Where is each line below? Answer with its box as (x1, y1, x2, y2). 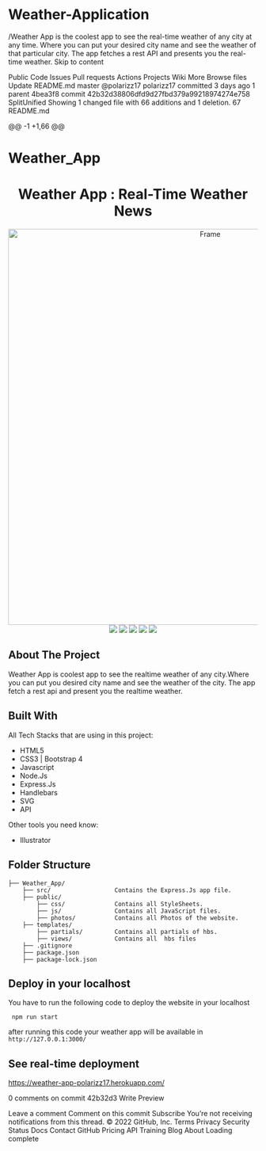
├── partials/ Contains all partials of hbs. (36, 928, 218, 936)
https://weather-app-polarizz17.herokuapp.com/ (8, 1078, 165, 1088)
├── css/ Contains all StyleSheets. (36, 900, 203, 908)
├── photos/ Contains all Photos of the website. (36, 913, 239, 922)
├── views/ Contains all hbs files (36, 935, 196, 943)
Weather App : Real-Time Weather (18, 185, 248, 204)
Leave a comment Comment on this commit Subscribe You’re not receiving (8, 1109, 253, 1119)
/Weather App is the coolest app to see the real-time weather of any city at (8, 32, 253, 41)
